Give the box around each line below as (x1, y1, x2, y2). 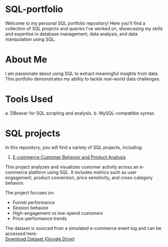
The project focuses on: (5, 190, 55, 196)
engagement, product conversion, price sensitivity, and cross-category (5, 175, 153, 181)
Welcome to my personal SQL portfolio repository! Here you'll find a (5, 20, 146, 26)
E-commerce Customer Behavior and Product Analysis (12, 154, 126, 160)
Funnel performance (12, 199, 55, 205)
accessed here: (5, 230, 38, 236)
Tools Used (5, 94, 53, 105)
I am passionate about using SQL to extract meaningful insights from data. (5, 70, 159, 76)
